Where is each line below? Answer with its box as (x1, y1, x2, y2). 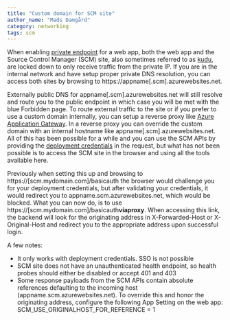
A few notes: (7, 241, 43, 249)
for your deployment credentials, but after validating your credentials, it (7, 184, 209, 192)
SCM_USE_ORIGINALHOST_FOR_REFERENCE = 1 (16, 306, 156, 314)
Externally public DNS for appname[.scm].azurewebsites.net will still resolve (7, 91, 223, 99)
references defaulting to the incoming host (16, 284, 138, 292)
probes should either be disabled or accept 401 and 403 (16, 269, 176, 277)
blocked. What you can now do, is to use (7, 198, 122, 207)
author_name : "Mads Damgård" (7, 16, 91, 23)
